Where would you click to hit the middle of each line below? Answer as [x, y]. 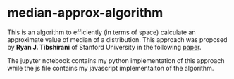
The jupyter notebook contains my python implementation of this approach [116, 60]
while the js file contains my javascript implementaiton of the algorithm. [111, 68]
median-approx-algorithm [85, 13]
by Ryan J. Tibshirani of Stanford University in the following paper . [105, 47]
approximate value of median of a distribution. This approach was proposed [117, 39]
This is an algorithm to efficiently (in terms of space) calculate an [101, 32]
